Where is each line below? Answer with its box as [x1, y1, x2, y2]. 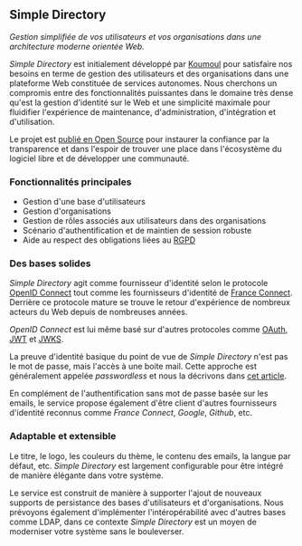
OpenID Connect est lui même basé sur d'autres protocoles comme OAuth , [9, 324, 288, 335]
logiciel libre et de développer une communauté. [9, 153, 190, 164]
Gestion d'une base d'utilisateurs [22, 196, 146, 207]
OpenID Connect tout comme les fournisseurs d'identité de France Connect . [9, 287, 293, 298]
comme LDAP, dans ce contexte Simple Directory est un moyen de [9, 516, 258, 527]
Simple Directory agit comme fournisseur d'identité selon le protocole [9, 278, 269, 289]
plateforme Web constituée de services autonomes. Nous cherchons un [9, 77, 278, 89]
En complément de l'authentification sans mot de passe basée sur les [9, 388, 269, 399]
